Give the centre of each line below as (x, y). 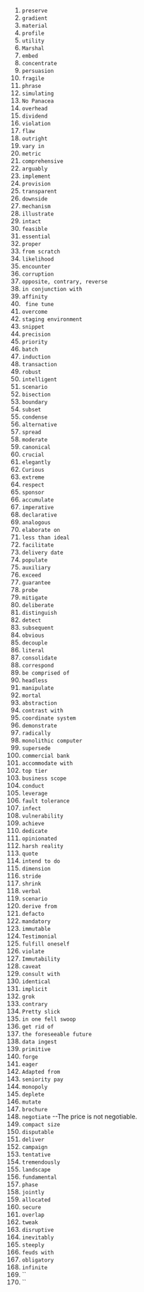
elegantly (36, 463)
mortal (31, 696)
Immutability (41, 959)
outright (35, 139)
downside (35, 199)
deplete (33, 1094)
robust (31, 372)
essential (36, 237)
